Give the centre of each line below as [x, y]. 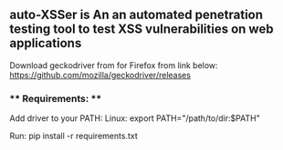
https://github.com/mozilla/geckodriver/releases [100, 75]
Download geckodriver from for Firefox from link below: [114, 65]
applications [46, 43]
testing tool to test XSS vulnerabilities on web [141, 30]
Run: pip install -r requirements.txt [74, 136]
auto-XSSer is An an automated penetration [136, 15]
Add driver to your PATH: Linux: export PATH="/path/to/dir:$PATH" [135, 118]
